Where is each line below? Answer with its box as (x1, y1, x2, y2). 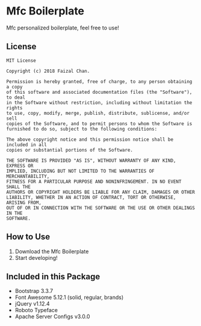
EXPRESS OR (6, 162, 34, 169)
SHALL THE (6, 183, 31, 190)
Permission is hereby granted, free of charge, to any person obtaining (6, 78, 193, 85)
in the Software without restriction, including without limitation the (6, 99, 193, 106)
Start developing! (14, 254, 58, 261)
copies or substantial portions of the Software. (6, 147, 134, 153)
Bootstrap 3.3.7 (14, 288, 53, 295)
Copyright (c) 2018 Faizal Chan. (6, 68, 90, 74)
